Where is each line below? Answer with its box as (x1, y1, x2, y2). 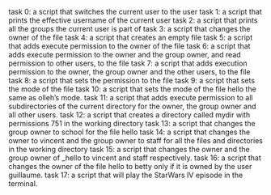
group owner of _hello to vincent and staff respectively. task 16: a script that (8, 153, 261, 163)
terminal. (8, 179, 38, 189)
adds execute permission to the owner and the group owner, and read (8, 50, 241, 59)
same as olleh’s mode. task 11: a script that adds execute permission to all (8, 93, 253, 102)
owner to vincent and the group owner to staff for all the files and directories (8, 136, 263, 145)
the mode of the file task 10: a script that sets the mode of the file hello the (8, 84, 256, 94)
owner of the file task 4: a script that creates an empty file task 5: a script (8, 32, 253, 42)
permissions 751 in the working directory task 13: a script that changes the (8, 119, 256, 128)
